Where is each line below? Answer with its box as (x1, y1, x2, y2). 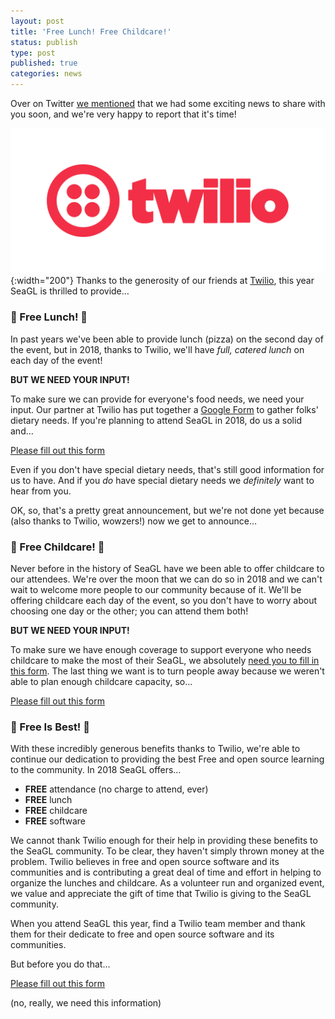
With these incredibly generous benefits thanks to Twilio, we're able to (10, 743, 301, 755)
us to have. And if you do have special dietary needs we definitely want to (10, 474, 315, 486)
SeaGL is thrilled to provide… (10, 285, 130, 297)
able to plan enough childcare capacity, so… (10, 675, 193, 687)
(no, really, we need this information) (10, 997, 162, 1009)
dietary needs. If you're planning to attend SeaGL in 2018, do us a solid (10, 414, 302, 426)
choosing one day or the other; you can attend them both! (10, 605, 249, 617)
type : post (10, 48, 56, 58)
